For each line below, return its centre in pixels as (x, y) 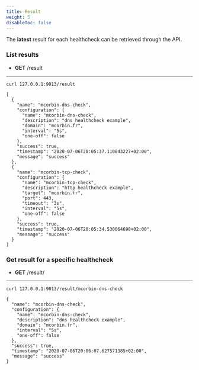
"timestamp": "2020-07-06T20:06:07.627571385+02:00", (79, 351)
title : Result (24, 12)
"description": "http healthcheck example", (78, 188)
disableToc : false (29, 22)
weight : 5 (18, 17)
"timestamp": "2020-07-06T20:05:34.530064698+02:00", (84, 229)
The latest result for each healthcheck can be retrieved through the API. (94, 40)
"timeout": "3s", (43, 203)
